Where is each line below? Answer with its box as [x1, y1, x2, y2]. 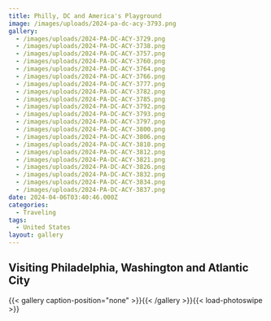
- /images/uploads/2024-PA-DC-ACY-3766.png [15, 72, 165, 80]
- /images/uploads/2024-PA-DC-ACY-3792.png [15, 102, 165, 111]
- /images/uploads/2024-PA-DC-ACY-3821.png [15, 155, 165, 163]
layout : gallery [8, 231, 63, 240]
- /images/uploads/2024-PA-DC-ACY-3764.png [15, 65, 165, 73]
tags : [8, 216, 27, 224]
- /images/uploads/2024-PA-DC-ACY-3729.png [15, 34, 165, 43]
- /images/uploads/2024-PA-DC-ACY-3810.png [15, 140, 165, 149]
